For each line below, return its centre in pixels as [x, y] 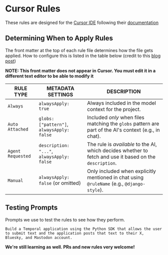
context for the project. [114, 109]
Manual [15, 180]
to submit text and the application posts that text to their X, [74, 233]
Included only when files [116, 117]
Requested [19, 156]
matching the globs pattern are [123, 123]
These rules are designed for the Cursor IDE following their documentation [82, 22]
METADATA [60, 88]
